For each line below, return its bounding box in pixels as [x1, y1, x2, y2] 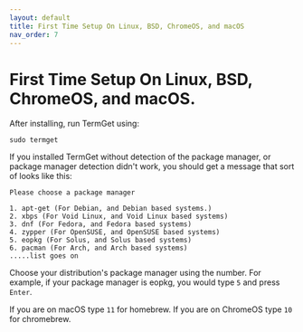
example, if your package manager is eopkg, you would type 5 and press [9, 277, 280, 288]
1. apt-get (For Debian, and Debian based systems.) [9, 204, 213, 213]
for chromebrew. [9, 314, 71, 325]
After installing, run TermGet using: [9, 119, 140, 129]
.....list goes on [9, 251, 79, 261]
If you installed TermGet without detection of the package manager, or [9, 151, 271, 163]
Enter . [9, 287, 33, 298]
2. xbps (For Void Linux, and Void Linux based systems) [9, 212, 229, 222]
